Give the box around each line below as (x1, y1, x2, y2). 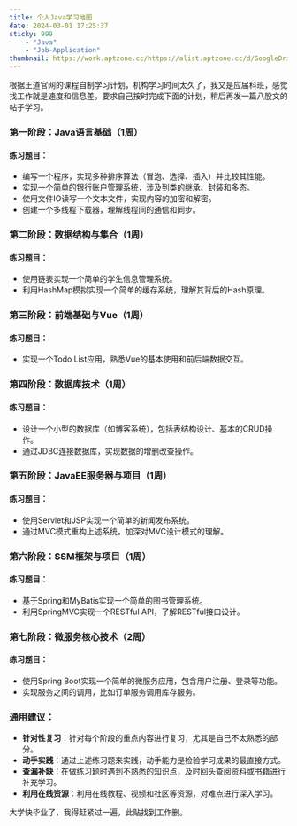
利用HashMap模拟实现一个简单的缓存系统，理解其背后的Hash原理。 (21, 284, 270, 295)
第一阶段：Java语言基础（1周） (9, 126, 143, 138)
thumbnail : (9, 54, 49, 63)
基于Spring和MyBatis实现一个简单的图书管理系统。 (21, 595, 208, 605)
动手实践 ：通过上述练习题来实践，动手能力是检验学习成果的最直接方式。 (21, 755, 286, 766)
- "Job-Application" (25, 46, 101, 55)
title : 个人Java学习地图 (9, 12, 93, 22)
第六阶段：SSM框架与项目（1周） (9, 550, 152, 563)
